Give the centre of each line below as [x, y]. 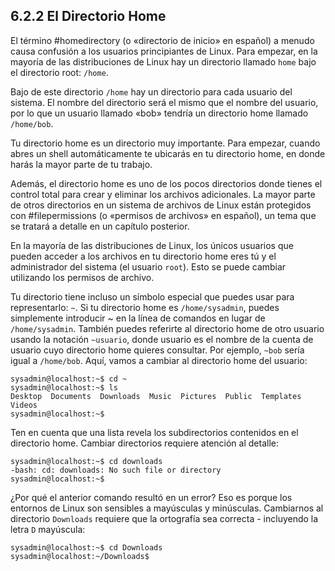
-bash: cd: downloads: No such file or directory [116, 470]
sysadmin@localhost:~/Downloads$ [80, 556]
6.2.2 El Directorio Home [88, 16]
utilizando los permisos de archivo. [82, 277]
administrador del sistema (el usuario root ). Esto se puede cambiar [148, 266]
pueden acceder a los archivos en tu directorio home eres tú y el [143, 256]
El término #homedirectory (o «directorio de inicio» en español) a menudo [162, 40]
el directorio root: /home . [59, 72]
